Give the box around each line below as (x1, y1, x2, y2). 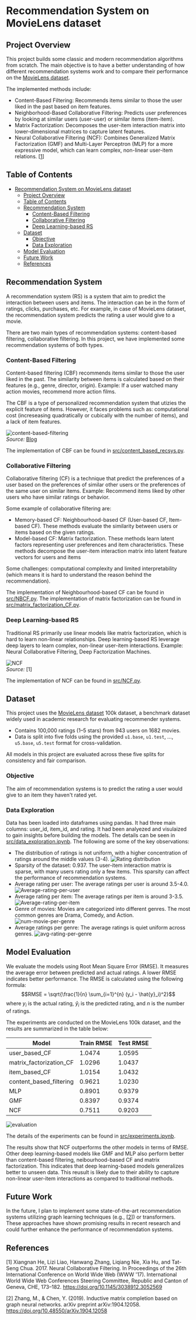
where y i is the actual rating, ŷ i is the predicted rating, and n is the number (6, 999, 185, 1008)
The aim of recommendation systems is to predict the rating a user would (6, 785, 183, 792)
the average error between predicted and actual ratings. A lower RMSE (6, 969, 177, 976)
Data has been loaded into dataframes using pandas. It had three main (6, 819, 176, 826)
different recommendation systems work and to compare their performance (6, 68, 188, 74)
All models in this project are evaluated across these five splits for (6, 751, 165, 758)
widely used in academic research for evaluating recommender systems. (6, 716, 181, 723)
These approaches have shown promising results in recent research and (6, 1220, 181, 1227)
